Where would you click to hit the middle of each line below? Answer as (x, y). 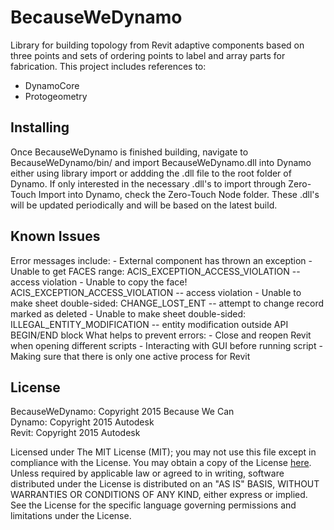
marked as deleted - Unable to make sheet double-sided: (128, 313)
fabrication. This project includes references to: (108, 66)
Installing (40, 127)
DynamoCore (52, 85)
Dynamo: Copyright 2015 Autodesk (82, 422)
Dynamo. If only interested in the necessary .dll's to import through (148, 183)
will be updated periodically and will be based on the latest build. (144, 205)
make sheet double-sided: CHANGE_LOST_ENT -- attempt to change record (167, 303)
